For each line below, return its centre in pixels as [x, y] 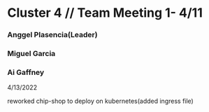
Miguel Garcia [31, 54]
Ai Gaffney [26, 72]
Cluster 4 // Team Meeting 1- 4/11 [105, 13]
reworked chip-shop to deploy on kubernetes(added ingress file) [100, 101]
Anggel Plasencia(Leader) [52, 35]
